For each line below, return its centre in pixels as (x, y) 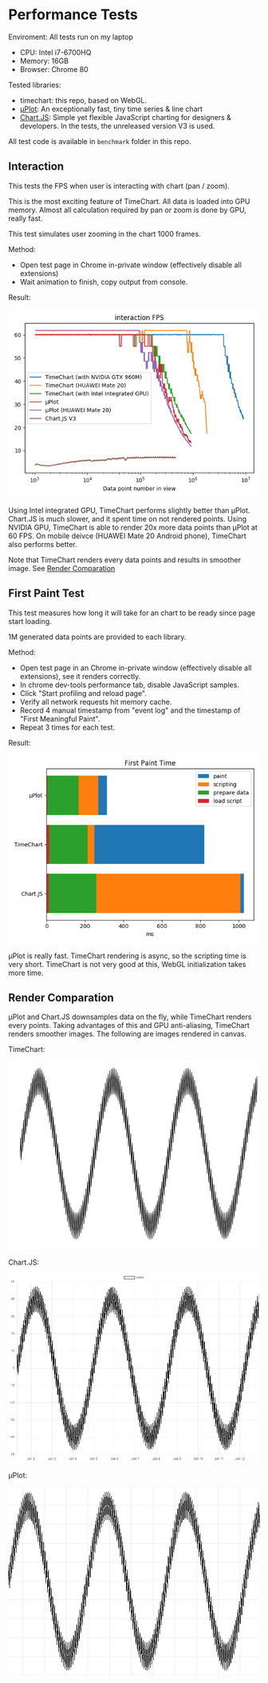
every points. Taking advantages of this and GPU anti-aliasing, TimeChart (129, 1025)
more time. (26, 973)
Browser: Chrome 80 (54, 69)
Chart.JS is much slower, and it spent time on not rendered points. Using (128, 518)
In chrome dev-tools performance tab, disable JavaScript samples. (129, 685)
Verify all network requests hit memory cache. (96, 702)
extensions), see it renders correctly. (80, 676)
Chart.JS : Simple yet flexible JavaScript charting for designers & (125, 117)
